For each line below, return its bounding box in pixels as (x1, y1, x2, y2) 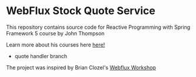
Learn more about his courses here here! (6, 41, 105, 48)
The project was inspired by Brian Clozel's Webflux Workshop (6, 63, 156, 71)
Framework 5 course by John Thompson (6, 29, 105, 36)
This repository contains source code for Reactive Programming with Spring (6, 24, 191, 31)
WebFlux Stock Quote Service (6, 4, 156, 18)
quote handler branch (14, 52, 68, 59)
